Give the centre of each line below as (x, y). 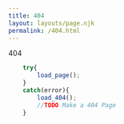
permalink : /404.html (44, 30)
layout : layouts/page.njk (51, 23)
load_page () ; (59, 76)
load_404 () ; (57, 98)
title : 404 (26, 16)
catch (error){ (46, 90)
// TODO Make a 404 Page (76, 105)
